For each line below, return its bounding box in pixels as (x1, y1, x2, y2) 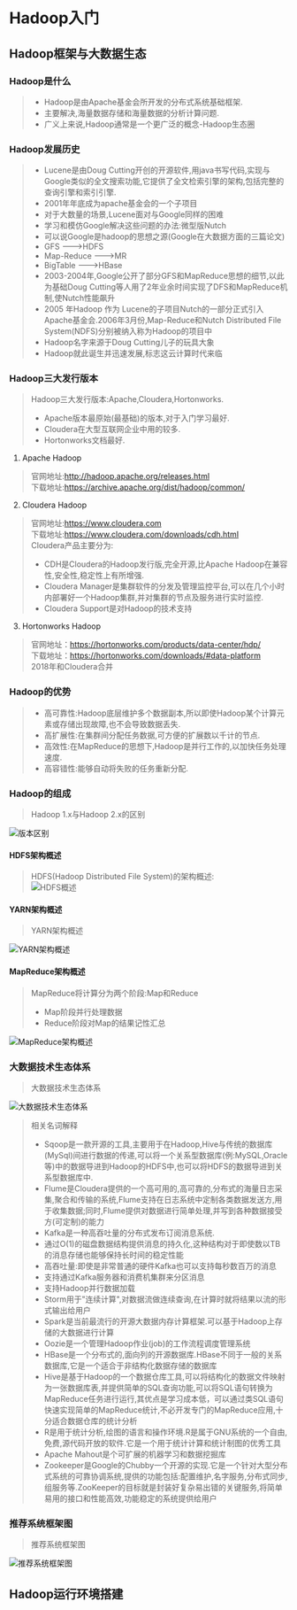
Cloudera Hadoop (21, 499, 88, 510)
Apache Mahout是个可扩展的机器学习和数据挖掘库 (43, 1449, 227, 1459)
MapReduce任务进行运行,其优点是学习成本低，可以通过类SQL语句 (43, 1393, 285, 1404)
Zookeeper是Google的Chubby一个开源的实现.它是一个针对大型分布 (43, 1459, 288, 1470)
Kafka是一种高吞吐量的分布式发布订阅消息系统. (43, 1227, 215, 1238)
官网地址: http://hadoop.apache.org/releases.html (30, 471, 210, 482)
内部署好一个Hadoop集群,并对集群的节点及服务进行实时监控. (43, 592, 263, 603)
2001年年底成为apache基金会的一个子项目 (43, 198, 198, 209)
